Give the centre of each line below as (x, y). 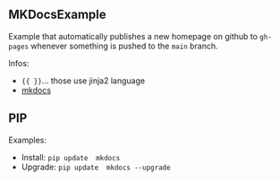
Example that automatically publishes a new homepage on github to (133, 36)
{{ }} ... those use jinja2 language (83, 81)
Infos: (19, 63)
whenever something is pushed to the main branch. (124, 46)
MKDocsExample (57, 15)
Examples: (27, 140)
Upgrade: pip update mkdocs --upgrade (96, 167)
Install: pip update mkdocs (71, 157)
